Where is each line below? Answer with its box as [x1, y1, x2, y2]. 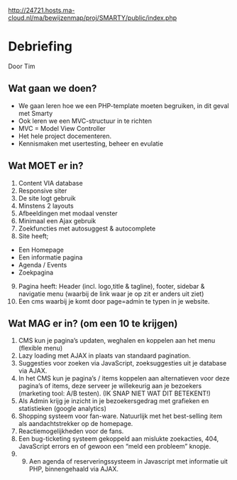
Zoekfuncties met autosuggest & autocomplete [18, 224, 156, 233]
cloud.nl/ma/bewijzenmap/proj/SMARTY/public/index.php [8, 14, 177, 22]
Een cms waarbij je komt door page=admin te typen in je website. [18, 297, 210, 305]
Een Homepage [18, 245, 65, 254]
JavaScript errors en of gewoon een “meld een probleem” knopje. [18, 442, 211, 451]
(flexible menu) [18, 344, 63, 353]
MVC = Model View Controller [18, 124, 106, 132]
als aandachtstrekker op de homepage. [18, 420, 133, 428]
